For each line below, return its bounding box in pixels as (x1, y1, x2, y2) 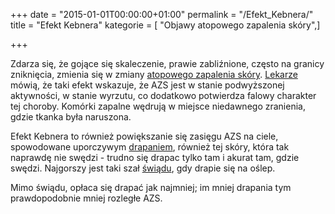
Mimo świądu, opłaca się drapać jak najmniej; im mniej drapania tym (10, 182, 292, 193)
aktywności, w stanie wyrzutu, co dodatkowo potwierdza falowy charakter (10, 90, 317, 101)
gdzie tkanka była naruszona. (10, 111, 132, 123)
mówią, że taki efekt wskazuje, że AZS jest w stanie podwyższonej (10, 79, 285, 91)
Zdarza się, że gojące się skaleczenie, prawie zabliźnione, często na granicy (10, 58, 325, 69)
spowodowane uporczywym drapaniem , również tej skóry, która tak (10, 141, 290, 153)
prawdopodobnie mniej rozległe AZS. (10, 192, 163, 204)
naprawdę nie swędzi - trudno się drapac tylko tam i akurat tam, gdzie (10, 152, 300, 163)
